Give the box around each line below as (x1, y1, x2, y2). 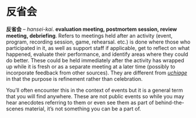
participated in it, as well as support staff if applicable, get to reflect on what (6, 44, 190, 51)
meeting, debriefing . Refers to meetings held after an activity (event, (6, 32, 173, 39)
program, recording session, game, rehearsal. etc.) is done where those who (6, 38, 191, 45)
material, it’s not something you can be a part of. (25, 105, 142, 112)
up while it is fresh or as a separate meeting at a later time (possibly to (6, 63, 176, 70)
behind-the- (154, 99, 184, 106)
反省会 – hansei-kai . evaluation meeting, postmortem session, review (6, 26, 177, 33)
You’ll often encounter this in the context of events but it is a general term (6, 87, 183, 94)
